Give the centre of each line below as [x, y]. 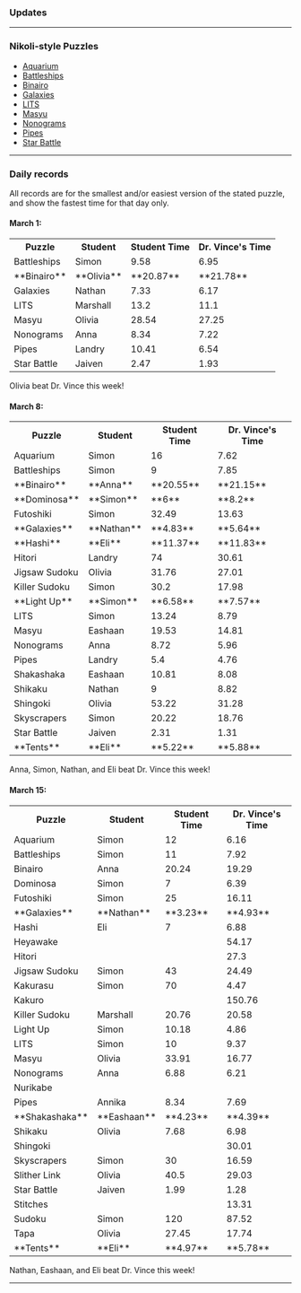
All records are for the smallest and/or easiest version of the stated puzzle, [147, 193]
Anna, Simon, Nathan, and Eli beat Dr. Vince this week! [110, 770]
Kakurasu [34, 985]
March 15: [28, 790]
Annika [112, 1102]
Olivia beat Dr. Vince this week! [67, 386]
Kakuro [29, 1000]
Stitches [31, 1204]
